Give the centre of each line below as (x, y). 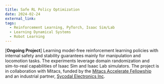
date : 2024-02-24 (23, 14)
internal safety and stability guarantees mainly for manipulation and (73, 55)
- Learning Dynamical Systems (40, 32)
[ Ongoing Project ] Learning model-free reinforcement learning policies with (82, 50)
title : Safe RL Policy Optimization (42, 9)
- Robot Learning (27, 37)
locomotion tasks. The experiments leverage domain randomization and (77, 61)
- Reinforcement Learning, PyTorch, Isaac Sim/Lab (62, 28)
